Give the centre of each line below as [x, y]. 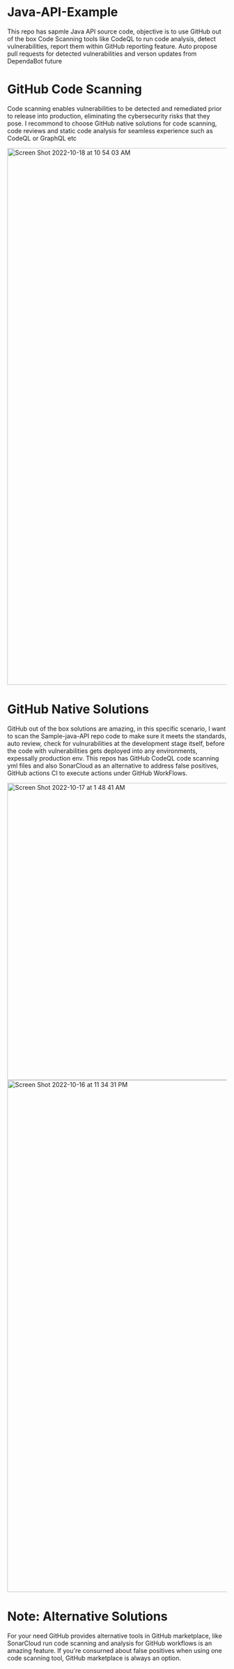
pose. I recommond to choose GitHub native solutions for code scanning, [112, 123]
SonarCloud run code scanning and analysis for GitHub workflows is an [110, 1643]
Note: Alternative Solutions [88, 1616]
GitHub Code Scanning [75, 90]
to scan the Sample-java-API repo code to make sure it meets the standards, [117, 736]
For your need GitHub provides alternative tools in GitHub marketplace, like [115, 1636]
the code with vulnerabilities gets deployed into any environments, [102, 751]
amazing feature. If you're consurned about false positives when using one [115, 1650]
